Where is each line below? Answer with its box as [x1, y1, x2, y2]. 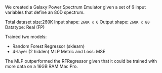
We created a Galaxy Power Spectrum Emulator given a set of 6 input [5, 4, 146, 10]
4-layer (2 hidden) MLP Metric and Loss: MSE [12, 49, 106, 54]
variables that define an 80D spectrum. [5, 9, 85, 15]
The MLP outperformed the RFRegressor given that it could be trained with [5, 58, 157, 64]
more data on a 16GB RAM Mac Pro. [5, 64, 78, 69]
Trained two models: [5, 34, 47, 39]
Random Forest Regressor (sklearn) [12, 43, 85, 49]
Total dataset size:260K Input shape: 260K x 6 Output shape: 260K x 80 [5, 19, 150, 25]
